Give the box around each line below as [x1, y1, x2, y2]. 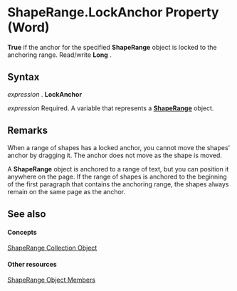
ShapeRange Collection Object [7, 243, 98, 253]
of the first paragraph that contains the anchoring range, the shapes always [7, 179, 229, 189]
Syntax [7, 71, 40, 83]
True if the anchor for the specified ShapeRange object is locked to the [7, 43, 217, 51]
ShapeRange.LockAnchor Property [7, 4, 219, 21]
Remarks [7, 125, 48, 137]
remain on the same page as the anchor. [7, 187, 126, 196]
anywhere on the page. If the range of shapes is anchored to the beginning [7, 172, 228, 181]
